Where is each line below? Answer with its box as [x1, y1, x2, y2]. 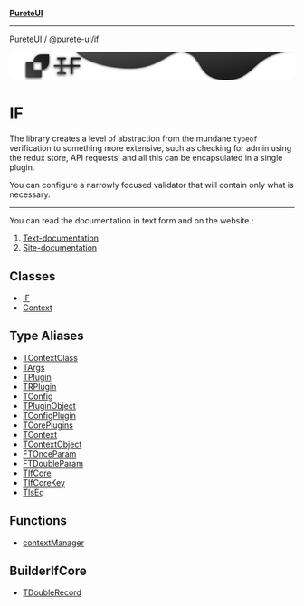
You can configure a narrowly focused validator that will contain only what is [9, 180, 294, 191]
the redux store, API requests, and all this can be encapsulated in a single [9, 153, 283, 164]
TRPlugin [22, 381, 57, 392]
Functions [9, 513, 68, 528]
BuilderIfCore [9, 563, 88, 578]
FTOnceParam [22, 448, 77, 459]
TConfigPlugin [22, 410, 77, 421]
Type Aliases [9, 328, 84, 344]
